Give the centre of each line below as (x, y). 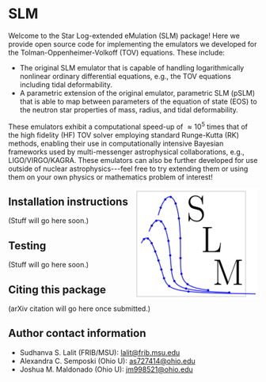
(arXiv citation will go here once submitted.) (80, 308)
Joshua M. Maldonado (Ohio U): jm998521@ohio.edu (106, 369)
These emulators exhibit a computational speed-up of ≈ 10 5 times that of (128, 126)
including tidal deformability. (66, 85)
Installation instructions (68, 201)
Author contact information (77, 333)
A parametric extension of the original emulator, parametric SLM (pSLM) (137, 93)
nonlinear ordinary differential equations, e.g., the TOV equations (125, 76)
